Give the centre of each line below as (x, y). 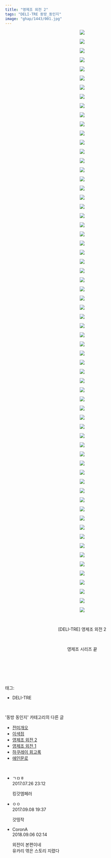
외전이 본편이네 (27, 845)
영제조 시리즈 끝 (82, 649)
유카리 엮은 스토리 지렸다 (36, 851)
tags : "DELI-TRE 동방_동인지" (33, 14)
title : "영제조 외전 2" (27, 10)
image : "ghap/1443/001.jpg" (34, 19)
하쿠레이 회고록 (27, 752)
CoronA (20, 830)
